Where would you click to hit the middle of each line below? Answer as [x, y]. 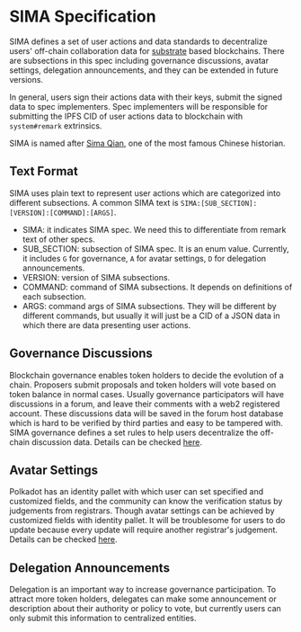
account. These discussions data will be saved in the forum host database [146, 413]
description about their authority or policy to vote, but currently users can [145, 609]
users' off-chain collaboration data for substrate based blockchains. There [147, 50]
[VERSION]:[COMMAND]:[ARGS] [62, 213]
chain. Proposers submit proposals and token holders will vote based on [143, 385]
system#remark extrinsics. [56, 125]
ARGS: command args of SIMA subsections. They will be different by [149, 306]
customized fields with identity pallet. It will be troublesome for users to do [147, 521]
